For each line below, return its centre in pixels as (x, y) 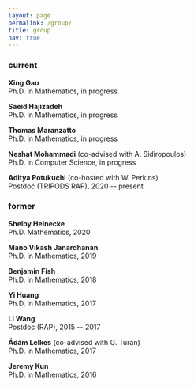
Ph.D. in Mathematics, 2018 (52, 279)
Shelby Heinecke (37, 223)
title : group (30, 30)
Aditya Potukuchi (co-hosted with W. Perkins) (84, 177)
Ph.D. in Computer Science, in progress (72, 162)
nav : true (24, 38)
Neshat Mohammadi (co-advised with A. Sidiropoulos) (97, 154)
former (22, 207)
